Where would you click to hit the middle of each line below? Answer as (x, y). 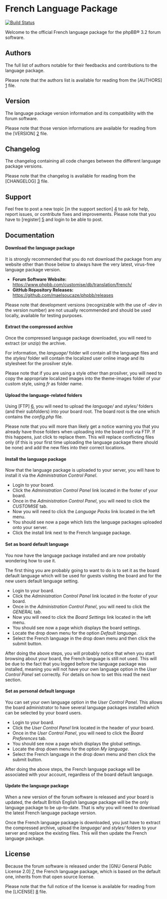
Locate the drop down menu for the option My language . (71, 749)
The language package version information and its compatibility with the (79, 113)
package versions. (24, 166)
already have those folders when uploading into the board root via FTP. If (80, 432)
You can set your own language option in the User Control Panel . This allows (84, 702)
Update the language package (37, 786)
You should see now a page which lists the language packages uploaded (87, 522)
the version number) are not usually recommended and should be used (78, 310)
